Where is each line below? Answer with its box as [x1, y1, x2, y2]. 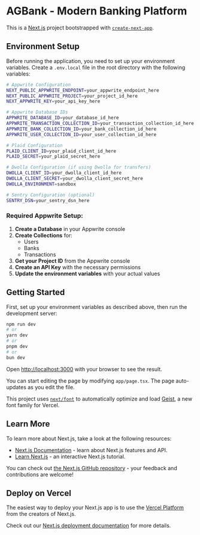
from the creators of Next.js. [6, 510, 76, 518]
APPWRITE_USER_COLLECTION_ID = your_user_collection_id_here [6, 131, 157, 137]
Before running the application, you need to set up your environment [6, 57, 175, 64]
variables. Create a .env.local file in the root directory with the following [6, 64, 186, 71]
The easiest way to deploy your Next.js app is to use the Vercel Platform [6, 504, 184, 511]
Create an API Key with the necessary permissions [14, 263, 141, 270]
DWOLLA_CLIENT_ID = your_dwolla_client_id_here [6, 170, 122, 176]
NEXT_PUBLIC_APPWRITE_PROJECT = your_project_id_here [6, 93, 138, 99]
